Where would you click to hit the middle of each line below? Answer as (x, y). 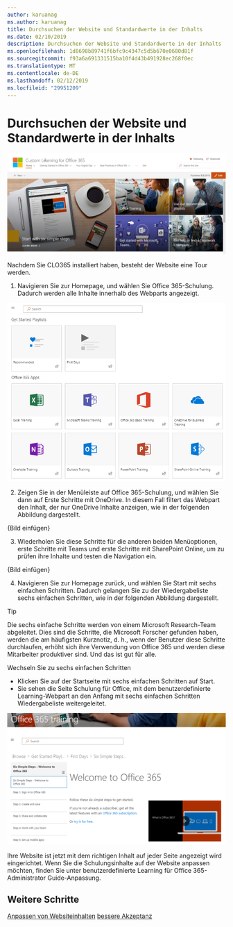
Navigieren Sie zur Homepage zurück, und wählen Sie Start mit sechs (116, 583)
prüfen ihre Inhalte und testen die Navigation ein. (87, 556)
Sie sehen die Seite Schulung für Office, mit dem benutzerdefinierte (114, 689)
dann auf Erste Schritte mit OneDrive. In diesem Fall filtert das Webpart (119, 500)
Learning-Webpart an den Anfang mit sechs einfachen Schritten (109, 696)
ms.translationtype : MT (42, 66)
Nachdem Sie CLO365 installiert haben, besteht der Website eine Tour (107, 265)
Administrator (27, 878)
